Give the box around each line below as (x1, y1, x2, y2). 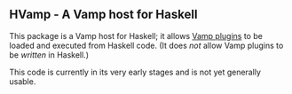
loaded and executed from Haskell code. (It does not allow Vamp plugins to (9, 40, 284, 51)
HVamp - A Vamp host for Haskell (9, 7, 198, 22)
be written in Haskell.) (9, 49, 89, 60)
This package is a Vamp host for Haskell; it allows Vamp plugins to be (9, 30, 264, 41)
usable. (9, 75, 36, 87)
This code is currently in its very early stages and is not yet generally (9, 67, 262, 77)
